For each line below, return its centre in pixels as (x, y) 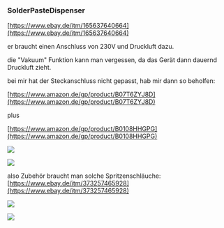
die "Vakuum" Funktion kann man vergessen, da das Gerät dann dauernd (112, 60)
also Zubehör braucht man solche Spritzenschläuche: (84, 176)
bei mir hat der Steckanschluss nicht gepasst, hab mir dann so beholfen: (111, 81)
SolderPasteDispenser (46, 10)
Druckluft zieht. (29, 68)
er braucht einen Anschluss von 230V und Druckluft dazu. (91, 47)
